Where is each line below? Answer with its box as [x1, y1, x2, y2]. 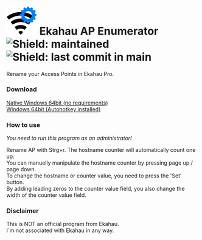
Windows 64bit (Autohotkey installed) [6, 105, 101, 112]
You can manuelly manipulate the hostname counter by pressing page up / [6, 159, 193, 166]
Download [6, 85, 38, 94]
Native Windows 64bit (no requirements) [6, 99, 108, 106]
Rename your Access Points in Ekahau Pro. [6, 70, 114, 77]
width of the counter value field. [6, 191, 86, 199]
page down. [6, 166, 37, 173]
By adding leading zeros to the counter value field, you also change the [6, 185, 185, 193]
